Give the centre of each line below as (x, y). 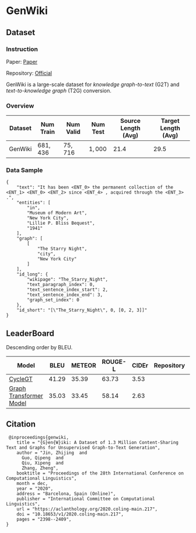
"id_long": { (32, 274)
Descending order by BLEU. (39, 348)
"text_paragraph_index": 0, (61, 285)
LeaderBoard (30, 333)
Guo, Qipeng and (43, 458)
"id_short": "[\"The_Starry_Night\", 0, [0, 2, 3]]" (82, 310)
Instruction (22, 49)
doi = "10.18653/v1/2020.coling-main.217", (70, 514)
